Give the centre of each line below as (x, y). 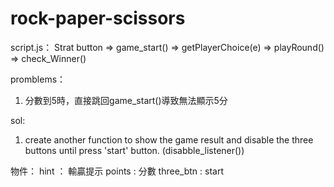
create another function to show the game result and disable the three (169, 139)
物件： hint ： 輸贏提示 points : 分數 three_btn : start (117, 171)
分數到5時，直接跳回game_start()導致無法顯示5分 (126, 100)
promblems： (38, 79)
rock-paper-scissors (98, 18)
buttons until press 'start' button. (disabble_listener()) (134, 150)
